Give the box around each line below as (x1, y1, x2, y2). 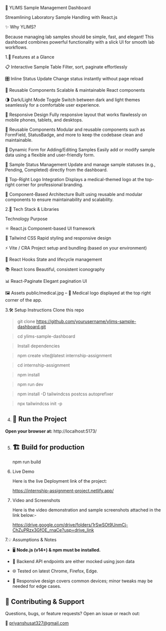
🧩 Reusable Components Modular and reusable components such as (5, 126, 145, 132)
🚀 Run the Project (12, 415, 67, 424)
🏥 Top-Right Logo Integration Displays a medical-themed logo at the (5, 177, 145, 182)
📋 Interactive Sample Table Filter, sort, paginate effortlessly (5, 64, 128, 69)
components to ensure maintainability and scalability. (5, 196, 114, 202)
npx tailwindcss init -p (17, 401, 63, 406)
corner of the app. (5, 297, 43, 303)
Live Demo (12, 468, 35, 474)
